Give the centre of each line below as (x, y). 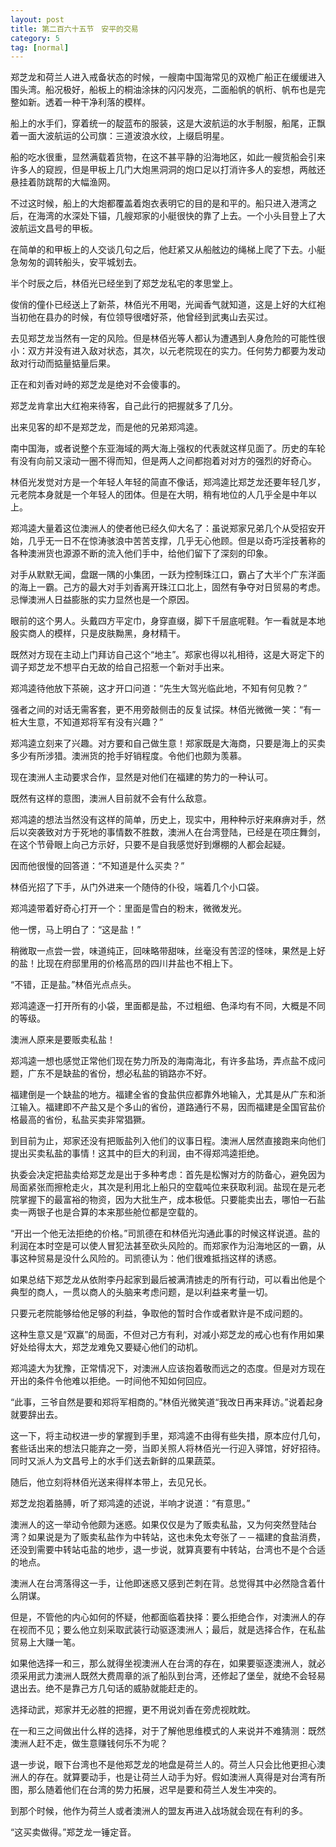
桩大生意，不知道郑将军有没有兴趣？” (87, 722)
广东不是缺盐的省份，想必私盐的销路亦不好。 (119, 1073)
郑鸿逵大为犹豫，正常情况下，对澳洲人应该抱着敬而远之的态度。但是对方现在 (168, 1368)
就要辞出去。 (36, 1415)
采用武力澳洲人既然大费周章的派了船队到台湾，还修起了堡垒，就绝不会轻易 (172, 1676)
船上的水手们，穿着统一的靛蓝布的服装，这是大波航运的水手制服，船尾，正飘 (168, 123)
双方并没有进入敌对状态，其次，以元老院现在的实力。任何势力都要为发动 (176, 351)
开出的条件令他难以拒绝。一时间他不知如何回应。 (111, 1381)
